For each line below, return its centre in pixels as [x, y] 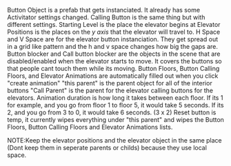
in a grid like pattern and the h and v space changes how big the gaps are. [113, 46]
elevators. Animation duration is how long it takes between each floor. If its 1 [115, 98]
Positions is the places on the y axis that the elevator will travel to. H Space [114, 32]
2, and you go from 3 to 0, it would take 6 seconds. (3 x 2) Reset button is [112, 112]
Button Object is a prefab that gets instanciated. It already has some [104, 10]
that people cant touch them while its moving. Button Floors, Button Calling [113, 69]
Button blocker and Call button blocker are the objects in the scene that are [114, 54]
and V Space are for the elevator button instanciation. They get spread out [113, 39]
